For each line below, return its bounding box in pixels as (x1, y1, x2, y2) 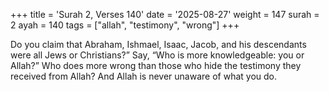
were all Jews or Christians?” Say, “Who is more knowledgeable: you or (10, 49, 305, 61)
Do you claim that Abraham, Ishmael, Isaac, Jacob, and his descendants (10, 39, 307, 50)
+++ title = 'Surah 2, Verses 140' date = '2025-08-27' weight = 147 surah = (10, 9, 320, 20)
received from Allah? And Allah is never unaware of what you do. (10, 70, 278, 82)
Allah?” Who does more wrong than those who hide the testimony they (10, 60, 302, 71)
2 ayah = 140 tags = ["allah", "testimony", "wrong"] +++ (10, 19, 240, 31)
